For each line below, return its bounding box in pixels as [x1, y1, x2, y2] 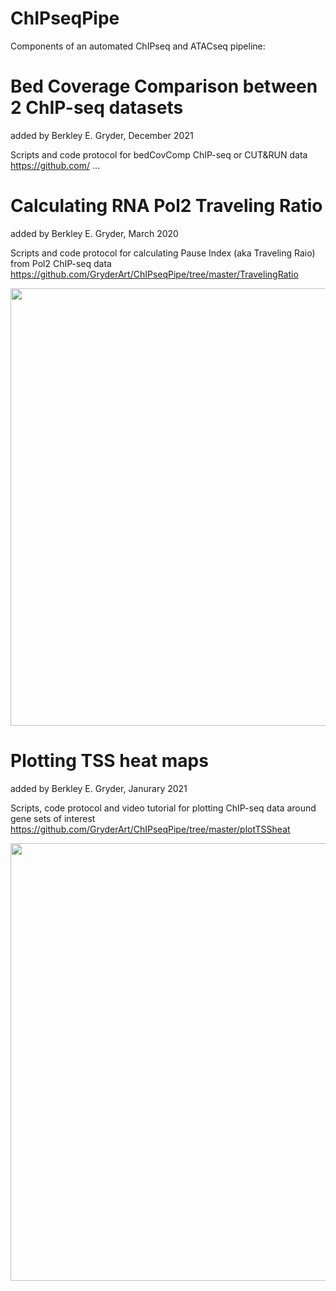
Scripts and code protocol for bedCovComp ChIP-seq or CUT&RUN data [10, 148, 308, 161]
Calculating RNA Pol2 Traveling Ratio [10, 195, 323, 217]
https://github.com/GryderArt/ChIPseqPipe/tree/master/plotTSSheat [10, 823, 291, 835]
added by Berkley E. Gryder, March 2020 [10, 227, 179, 239]
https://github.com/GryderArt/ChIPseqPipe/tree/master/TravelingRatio [10, 268, 299, 280]
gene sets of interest [10, 812, 96, 824]
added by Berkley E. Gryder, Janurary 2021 [10, 782, 188, 794]
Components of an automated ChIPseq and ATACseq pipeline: [10, 40, 266, 52]
